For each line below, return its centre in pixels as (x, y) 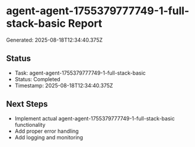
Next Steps (27, 104)
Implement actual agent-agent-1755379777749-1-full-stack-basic (95, 118)
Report (85, 23)
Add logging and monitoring (49, 137)
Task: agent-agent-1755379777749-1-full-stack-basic (80, 73)
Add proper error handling (47, 131)
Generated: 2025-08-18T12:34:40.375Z (55, 40)
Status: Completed (37, 79)
